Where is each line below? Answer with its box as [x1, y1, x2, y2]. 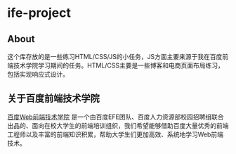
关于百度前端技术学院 [7, 93, 100, 105]
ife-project [7, 5, 72, 21]
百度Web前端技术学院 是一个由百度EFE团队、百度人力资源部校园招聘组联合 [7, 113, 224, 121]
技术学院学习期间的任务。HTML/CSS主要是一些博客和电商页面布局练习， [13, 61, 225, 70]
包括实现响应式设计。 [7, 70, 69, 78]
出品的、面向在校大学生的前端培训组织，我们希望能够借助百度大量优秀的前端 [7, 121, 229, 129]
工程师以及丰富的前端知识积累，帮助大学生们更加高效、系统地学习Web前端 [7, 130, 223, 139]
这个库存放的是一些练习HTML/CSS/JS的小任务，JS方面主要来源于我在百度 [7, 53, 223, 60]
